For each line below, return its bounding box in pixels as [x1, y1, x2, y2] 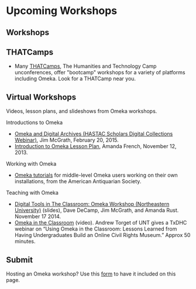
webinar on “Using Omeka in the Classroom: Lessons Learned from [14, 225, 177, 232]
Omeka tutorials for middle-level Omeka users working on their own [14, 171, 178, 179]
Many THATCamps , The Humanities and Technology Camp [14, 63, 157, 70]
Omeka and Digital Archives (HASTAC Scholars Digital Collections [14, 130, 173, 137]
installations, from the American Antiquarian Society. [14, 178, 142, 185]
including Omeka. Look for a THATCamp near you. [14, 75, 136, 82]
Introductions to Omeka [6, 119, 63, 126]
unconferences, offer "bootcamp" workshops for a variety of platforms [14, 69, 185, 76]
